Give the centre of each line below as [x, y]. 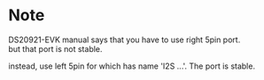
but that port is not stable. [55, 48]
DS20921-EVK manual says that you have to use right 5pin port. [124, 40]
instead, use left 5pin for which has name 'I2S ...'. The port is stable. [132, 66]
